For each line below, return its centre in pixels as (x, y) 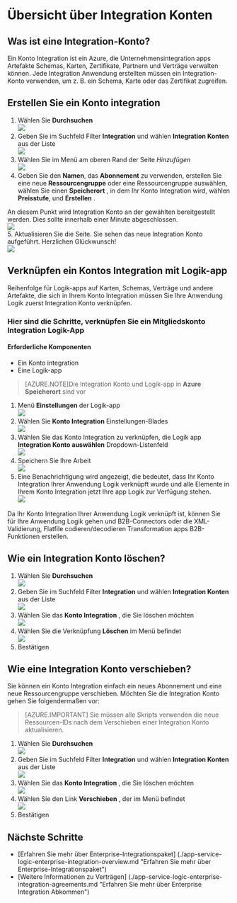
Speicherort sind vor (55, 391)
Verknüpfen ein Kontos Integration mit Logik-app (117, 271)
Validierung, (25, 528)
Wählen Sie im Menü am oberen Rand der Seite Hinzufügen (104, 159)
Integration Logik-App (46, 330)
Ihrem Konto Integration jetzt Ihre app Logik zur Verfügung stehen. (114, 492)
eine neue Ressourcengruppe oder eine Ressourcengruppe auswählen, (122, 183)
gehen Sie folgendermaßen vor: (54, 701)
